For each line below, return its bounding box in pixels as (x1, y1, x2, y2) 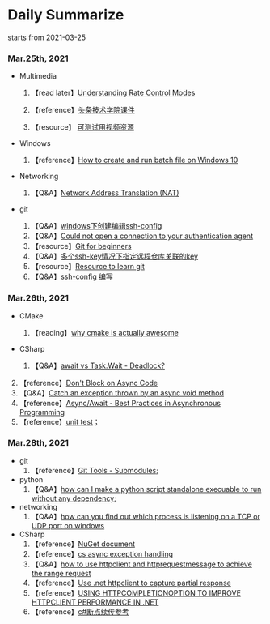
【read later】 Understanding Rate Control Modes (31, 88, 196, 98)
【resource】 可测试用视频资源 (31, 122, 134, 132)
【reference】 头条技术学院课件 (31, 105, 135, 115)
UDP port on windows (31, 520, 105, 530)
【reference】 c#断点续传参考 (31, 606, 130, 617)
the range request (31, 568, 91, 578)
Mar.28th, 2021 (7, 438, 70, 449)
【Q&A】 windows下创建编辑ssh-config (31, 221, 162, 231)
